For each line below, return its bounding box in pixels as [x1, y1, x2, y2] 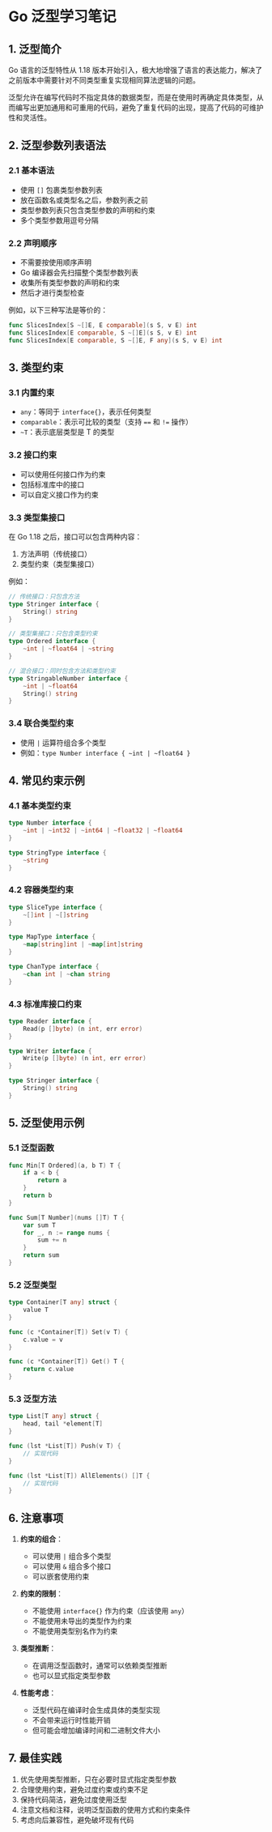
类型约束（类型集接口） [19, 559, 99, 569]
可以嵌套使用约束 [32, 1572, 90, 1582]
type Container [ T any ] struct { [8, 1298, 117, 1306]
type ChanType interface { [8, 963, 100, 971]
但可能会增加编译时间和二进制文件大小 [32, 1726, 160, 1736]
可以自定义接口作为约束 [19, 489, 99, 499]
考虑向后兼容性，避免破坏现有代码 [19, 1815, 134, 1825]
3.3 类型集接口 [8, 512, 66, 523]
